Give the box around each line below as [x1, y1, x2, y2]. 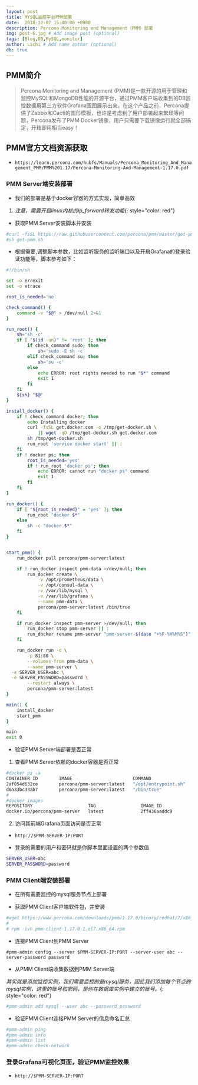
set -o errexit [6, 278, 44, 284]
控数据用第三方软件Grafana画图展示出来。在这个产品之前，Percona [20, 101, 184, 109]
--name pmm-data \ [37, 599, 83, 604]
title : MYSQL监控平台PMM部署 [6, 14, 72, 20]
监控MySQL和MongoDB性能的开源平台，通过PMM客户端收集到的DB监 [20, 94, 192, 101]
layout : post [6, 8, 38, 15]
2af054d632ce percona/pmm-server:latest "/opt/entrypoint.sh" [6, 781, 186, 787]
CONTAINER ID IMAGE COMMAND [6, 776, 151, 782]
